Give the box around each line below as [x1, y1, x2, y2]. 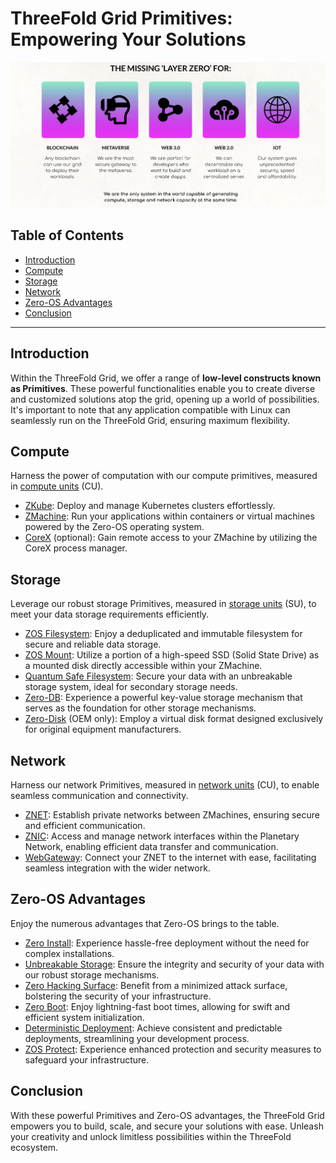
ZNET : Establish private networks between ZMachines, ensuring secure [24, 809, 320, 821]
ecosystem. [10, 1141, 59, 1153]
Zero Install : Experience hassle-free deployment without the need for [24, 937, 310, 949]
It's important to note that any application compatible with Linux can [10, 403, 291, 416]
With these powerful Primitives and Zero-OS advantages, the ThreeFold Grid [10, 1109, 325, 1121]
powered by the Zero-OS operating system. [24, 521, 205, 533]
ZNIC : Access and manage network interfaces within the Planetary [24, 830, 300, 842]
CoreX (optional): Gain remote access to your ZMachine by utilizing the [24, 532, 318, 544]
